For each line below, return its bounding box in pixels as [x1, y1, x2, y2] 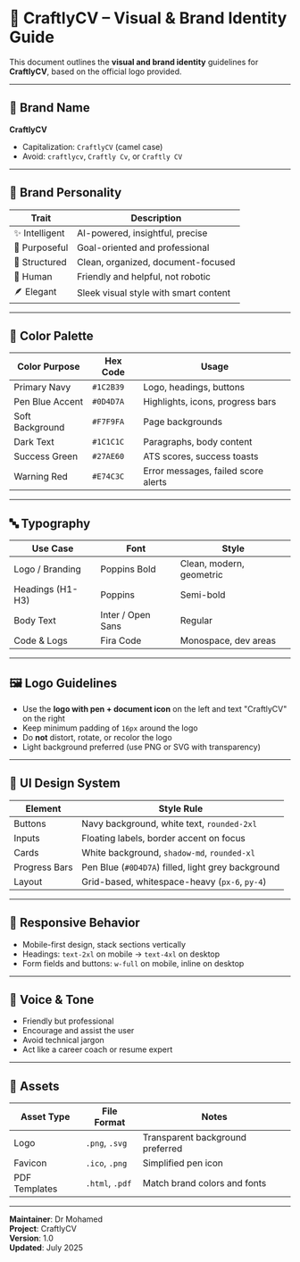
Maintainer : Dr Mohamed [9, 1214, 104, 1224]
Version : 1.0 [9, 1233, 54, 1244]
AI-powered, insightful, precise [77, 227, 208, 239]
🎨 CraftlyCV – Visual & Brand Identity [9, 8, 287, 29]
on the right [21, 714, 65, 723]
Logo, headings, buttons [142, 381, 246, 394]
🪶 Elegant [13, 285, 57, 297]
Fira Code [100, 634, 142, 647]
